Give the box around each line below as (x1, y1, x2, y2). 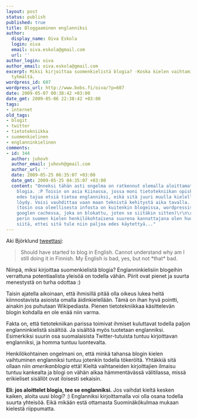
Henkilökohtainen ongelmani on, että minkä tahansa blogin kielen (6, 350, 163, 357)
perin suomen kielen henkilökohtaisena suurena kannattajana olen (16, 216, 182, 222)
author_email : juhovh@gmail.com (11, 161, 91, 167)
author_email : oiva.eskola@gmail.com (6, 63, 98, 69)
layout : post (6, 8, 38, 15)
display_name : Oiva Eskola (11, 36, 77, 42)
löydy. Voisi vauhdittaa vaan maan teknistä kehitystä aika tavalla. (16, 199, 191, 205)
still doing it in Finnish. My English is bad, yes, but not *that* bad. (20, 254, 178, 261)
